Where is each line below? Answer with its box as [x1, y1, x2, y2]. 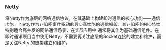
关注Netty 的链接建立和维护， [9, 40, 70, 46]
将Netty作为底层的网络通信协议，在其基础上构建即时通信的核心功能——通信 [5, 15, 161, 21]
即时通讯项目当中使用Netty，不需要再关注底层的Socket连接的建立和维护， [5, 33, 157, 40]
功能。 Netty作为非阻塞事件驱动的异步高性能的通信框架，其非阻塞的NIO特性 [5, 21, 161, 27]
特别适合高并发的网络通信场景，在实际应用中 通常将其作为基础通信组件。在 [5, 27, 159, 33]
